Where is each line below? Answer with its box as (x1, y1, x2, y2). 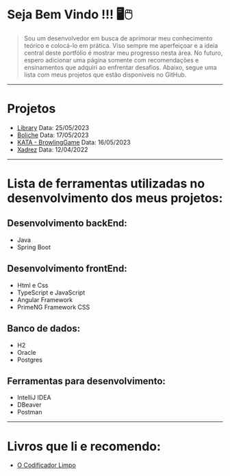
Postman (16, 408, 42, 416)
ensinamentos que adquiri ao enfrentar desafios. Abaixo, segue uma (23, 63, 217, 71)
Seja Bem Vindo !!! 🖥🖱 (7, 7, 133, 23)
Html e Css (16, 281, 49, 289)
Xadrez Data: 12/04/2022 (16, 145, 88, 153)
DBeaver (16, 401, 42, 409)
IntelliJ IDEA (16, 393, 51, 402)
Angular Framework (16, 295, 73, 303)
